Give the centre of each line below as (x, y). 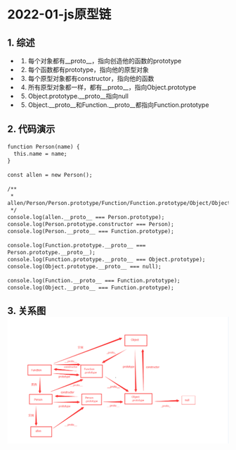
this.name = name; (41, 154)
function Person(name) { (44, 146)
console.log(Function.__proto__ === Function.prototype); (94, 280)
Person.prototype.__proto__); (52, 252)
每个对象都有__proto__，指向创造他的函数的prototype (105, 61)
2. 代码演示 (31, 129)
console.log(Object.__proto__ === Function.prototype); (91, 287)
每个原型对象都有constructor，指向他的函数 (91, 79)
